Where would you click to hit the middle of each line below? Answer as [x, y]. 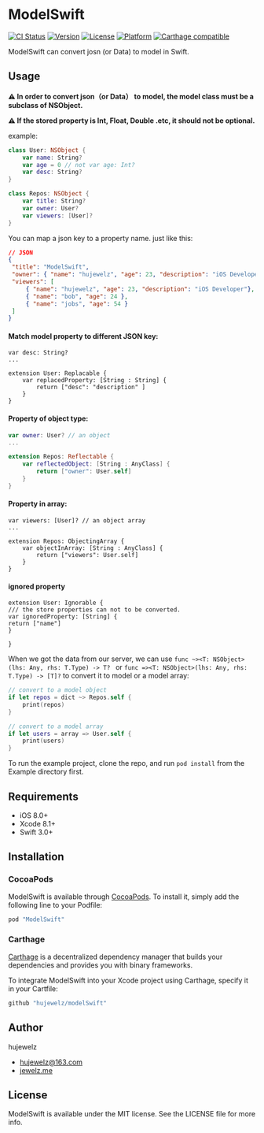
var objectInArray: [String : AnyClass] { [93, 548]
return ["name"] [35, 624]
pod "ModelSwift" [37, 919]
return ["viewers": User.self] [88, 555]
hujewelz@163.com [51, 1062]
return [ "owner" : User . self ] [84, 472]
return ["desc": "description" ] [91, 388]
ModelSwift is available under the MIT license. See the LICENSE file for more [132, 1114]
